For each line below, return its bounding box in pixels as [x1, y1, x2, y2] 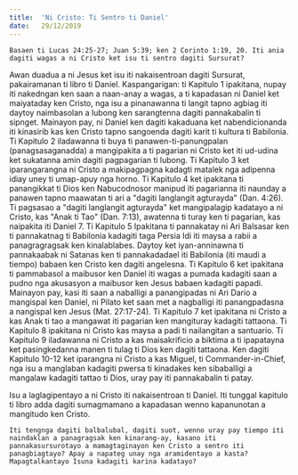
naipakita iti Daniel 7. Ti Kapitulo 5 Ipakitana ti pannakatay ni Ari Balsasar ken [9, 220, 290, 232]
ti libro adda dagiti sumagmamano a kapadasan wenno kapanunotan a [9, 398, 266, 410]
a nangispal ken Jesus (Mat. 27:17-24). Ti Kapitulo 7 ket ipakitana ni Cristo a [9, 306, 287, 316]
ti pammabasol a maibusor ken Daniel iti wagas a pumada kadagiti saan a [9, 268, 278, 279]
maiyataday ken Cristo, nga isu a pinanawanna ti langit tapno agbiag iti [9, 97, 268, 108]
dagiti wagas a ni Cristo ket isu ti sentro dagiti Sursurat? [9, 53, 245, 62]
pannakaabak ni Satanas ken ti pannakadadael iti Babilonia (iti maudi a [9, 249, 267, 259]
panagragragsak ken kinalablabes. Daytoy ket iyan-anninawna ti [9, 240, 245, 250]
